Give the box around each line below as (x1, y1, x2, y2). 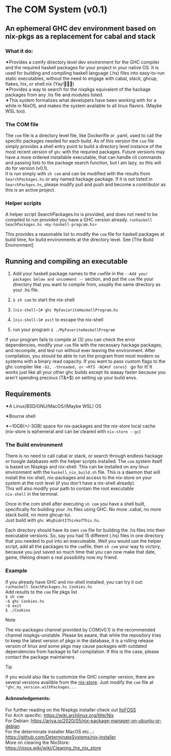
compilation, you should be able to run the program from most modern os (5, 353, 160, 359)
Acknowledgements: (5, 696, 51, 702)
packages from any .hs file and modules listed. (5, 91, 104, 98)
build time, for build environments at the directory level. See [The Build (5, 237, 154, 243)
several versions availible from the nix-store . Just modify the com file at (5, 679, 154, 685)
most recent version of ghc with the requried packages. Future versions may (5, 149, 165, 155)
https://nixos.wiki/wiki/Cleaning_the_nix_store (5, 745, 101, 751)
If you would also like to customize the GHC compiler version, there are (5, 673, 155, 680)
